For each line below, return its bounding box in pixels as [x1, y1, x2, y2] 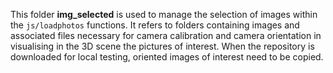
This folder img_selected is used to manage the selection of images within [10, 9, 318, 20]
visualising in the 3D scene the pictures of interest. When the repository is [10, 40, 315, 52]
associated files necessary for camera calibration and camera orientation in [10, 30, 322, 41]
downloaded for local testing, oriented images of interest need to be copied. [10, 51, 324, 63]
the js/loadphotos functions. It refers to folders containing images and [10, 19, 300, 31]
